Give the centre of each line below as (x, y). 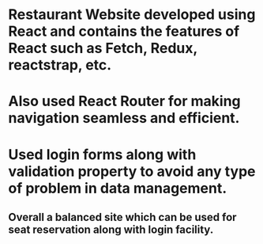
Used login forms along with (102, 154)
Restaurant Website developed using (132, 15)
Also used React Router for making (124, 101)
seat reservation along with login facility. (111, 229)
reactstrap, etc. (60, 65)
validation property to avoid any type (132, 171)
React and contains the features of (124, 31)
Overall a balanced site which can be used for (122, 217)
